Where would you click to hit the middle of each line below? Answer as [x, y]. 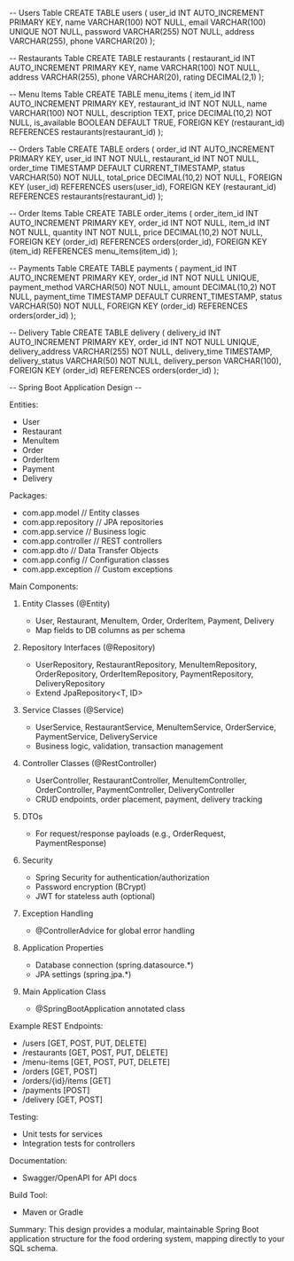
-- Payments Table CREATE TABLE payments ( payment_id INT [123, 268]
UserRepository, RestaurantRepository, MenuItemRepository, [146, 665]
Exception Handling [58, 913]
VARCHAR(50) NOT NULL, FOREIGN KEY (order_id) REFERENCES [128, 306]
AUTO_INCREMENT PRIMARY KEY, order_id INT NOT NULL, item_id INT [140, 223]
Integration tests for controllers [78, 1144]
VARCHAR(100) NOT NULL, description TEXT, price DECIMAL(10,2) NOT [141, 113]
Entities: [24, 404]
